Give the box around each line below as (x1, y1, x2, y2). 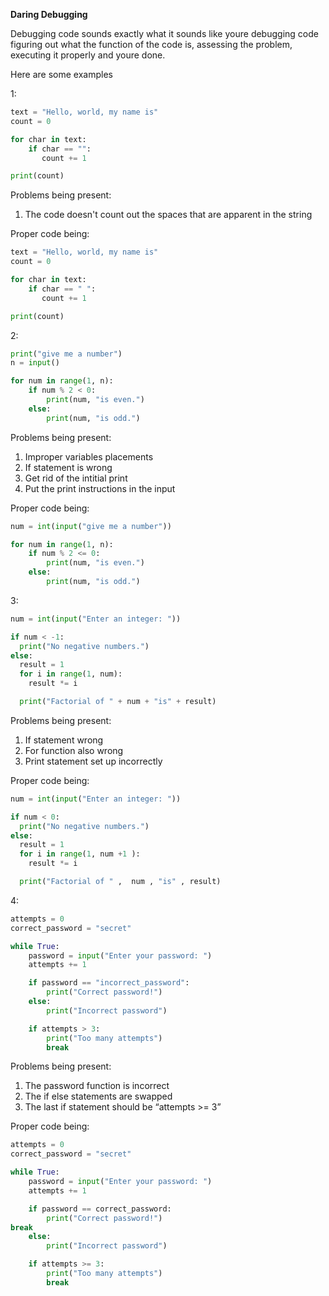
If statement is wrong (24, 461, 113, 473)
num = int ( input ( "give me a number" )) (10, 521, 172, 531)
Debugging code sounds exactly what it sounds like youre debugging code (10, 28, 319, 39)
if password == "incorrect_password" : (28, 978, 190, 988)
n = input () (10, 358, 60, 368)
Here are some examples (10, 69, 113, 80)
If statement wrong (24, 734, 104, 746)
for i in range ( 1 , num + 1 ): (19, 849, 141, 859)
